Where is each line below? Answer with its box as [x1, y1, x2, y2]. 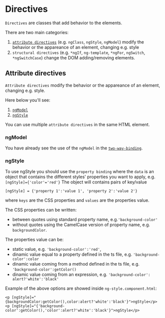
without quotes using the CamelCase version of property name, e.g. [12, 222, 150, 228]
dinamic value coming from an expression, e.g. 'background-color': [12, 272, 151, 277]
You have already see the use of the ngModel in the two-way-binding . [5, 145, 143, 151]
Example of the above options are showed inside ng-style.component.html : [5, 285, 157, 291]
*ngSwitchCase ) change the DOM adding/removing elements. [12, 54, 135, 60]
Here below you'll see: [5, 97, 51, 103]
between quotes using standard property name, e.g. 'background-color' [12, 217, 158, 223]
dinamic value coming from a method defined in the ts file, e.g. [12, 261, 140, 267]
